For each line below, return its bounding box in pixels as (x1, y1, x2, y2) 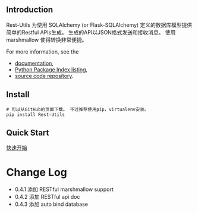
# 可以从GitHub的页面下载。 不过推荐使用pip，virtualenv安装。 (6, 106, 149, 112)
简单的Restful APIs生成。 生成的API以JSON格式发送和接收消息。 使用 (6, 29, 176, 36)
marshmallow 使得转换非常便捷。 (6, 36, 87, 43)
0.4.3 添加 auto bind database (14, 201, 88, 208)
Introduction (6, 5, 54, 15)
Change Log (6, 165, 67, 179)
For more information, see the (6, 48, 79, 55)
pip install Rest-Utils (6, 111, 65, 118)
